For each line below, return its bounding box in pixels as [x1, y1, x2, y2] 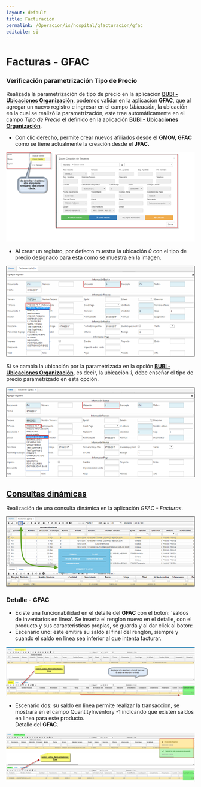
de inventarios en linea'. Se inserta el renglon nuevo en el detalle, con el [14, 615, 192, 623]
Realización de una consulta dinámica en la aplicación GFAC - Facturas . [6, 504, 184, 512]
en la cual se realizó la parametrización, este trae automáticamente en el [6, 109, 185, 116]
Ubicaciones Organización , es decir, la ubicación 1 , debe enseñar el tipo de [6, 369, 194, 376]
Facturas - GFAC [6, 55, 90, 69]
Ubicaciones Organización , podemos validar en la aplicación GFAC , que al [6, 97, 191, 104]
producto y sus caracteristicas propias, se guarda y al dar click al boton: [14, 622, 193, 629]
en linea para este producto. [14, 714, 85, 722]
